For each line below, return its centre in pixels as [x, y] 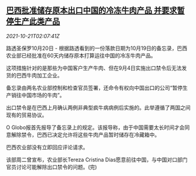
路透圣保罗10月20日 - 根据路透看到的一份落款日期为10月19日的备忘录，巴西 [97, 48]
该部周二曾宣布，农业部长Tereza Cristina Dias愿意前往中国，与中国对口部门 [97, 160]
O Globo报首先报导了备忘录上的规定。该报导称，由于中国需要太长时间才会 [95, 127]
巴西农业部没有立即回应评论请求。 [47, 147]
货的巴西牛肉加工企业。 [34, 75]
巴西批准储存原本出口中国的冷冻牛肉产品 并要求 [92, 11]
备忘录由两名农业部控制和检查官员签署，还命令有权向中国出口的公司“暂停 [94, 87]
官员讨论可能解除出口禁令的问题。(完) [52, 167]
